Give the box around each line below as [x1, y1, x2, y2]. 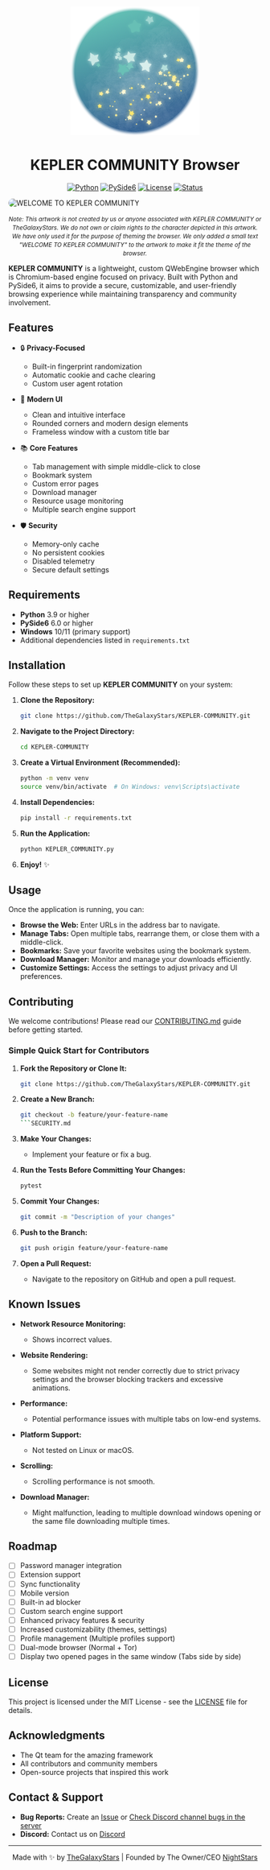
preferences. [19, 972, 63, 981]
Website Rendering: [19, 1350, 88, 1360]
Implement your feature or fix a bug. [31, 1150, 152, 1159]
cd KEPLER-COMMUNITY [19, 743, 89, 751]
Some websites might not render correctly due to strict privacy [31, 1365, 240, 1375]
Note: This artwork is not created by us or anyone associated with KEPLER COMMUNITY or [8, 215, 262, 223]
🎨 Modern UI [19, 394, 63, 404]
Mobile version [19, 1588, 70, 1598]
